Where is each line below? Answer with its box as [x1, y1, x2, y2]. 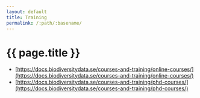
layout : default [6, 8, 47, 15]
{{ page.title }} [6, 46, 81, 60]
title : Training [6, 14, 47, 20]
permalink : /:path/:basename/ [6, 20, 83, 26]
